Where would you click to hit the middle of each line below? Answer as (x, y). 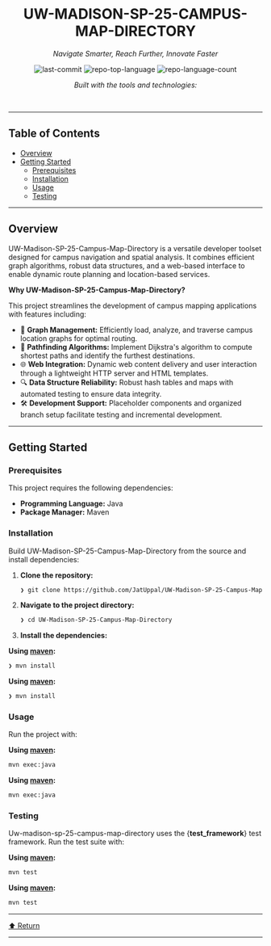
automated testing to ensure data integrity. (91, 393)
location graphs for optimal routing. (79, 338)
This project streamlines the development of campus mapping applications (133, 305)
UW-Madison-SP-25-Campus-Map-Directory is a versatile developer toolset (135, 248)
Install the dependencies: (63, 636)
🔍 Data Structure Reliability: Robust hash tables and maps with (127, 382)
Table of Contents (54, 134)
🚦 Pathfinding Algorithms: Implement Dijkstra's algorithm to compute (136, 347)
